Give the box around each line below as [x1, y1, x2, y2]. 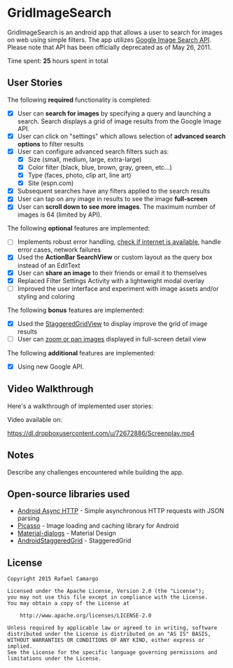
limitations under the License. [7, 655, 101, 662]
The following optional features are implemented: [7, 224, 150, 233]
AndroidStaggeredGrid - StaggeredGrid [17, 536, 132, 545]
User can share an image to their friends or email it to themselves [17, 268, 208, 277]
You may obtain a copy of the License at [7, 600, 130, 607]
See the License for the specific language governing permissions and [7, 649, 218, 656]
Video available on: [7, 415, 62, 423]
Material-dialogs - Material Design [17, 529, 117, 538]
